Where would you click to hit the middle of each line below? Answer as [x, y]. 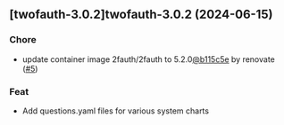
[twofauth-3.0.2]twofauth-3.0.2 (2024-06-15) [141, 15]
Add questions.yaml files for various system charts [116, 111]
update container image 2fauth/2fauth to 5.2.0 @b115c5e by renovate [148, 59]
